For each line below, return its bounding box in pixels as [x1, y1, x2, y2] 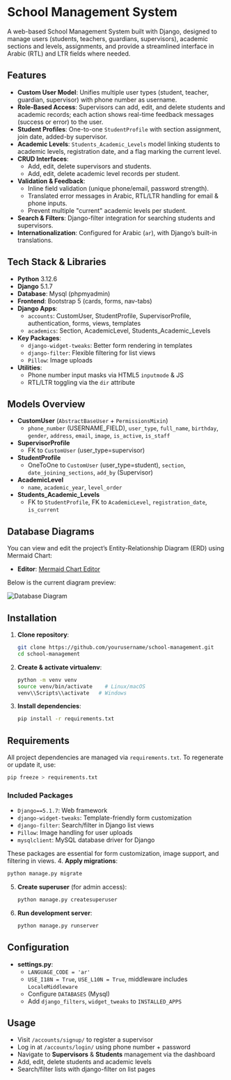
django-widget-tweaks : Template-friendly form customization [17, 813, 192, 822]
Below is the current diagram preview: [7, 578, 116, 587]
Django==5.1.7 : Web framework [17, 807, 108, 815]
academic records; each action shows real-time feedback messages [17, 110, 214, 118]
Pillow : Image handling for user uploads [17, 829, 133, 837]
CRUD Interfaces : [17, 154, 69, 163]
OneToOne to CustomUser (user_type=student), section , [27, 461, 186, 470]
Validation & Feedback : [17, 177, 86, 185]
